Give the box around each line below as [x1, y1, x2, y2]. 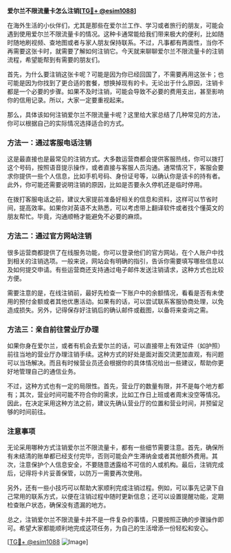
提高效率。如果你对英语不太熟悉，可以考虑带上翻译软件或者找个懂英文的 [19, 204, 224, 212]
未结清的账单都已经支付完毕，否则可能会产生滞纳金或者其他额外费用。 [12, 452, 212, 460]
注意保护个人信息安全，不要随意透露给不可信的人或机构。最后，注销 [19, 460, 212, 469]
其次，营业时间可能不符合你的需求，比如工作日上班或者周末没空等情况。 [19, 390, 224, 398]
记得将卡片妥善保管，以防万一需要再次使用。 [19, 469, 146, 477]
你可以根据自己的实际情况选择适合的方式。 [7, 120, 128, 127]
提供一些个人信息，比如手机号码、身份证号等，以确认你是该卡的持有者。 [19, 172, 224, 181]
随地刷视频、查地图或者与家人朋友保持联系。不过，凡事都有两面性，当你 [12, 38, 218, 47]
